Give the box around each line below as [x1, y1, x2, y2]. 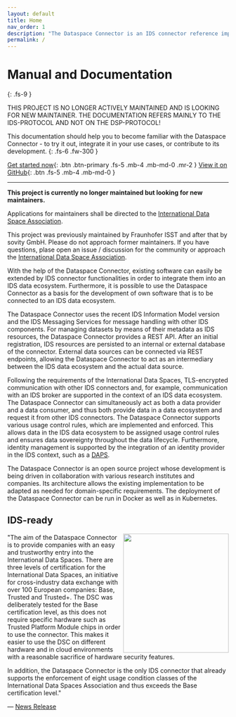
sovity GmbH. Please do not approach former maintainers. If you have [7, 238, 209, 247]
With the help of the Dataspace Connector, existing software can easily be [7, 266, 223, 275]
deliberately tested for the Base [7, 600, 98, 609]
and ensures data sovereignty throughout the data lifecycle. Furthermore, [7, 436, 220, 444]
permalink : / [7, 37, 46, 44]
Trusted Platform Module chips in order [7, 623, 121, 631]
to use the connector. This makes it [7, 630, 109, 638]
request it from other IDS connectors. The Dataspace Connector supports [7, 413, 221, 422]
